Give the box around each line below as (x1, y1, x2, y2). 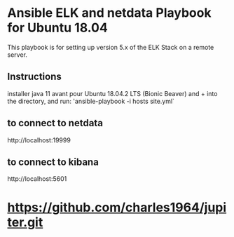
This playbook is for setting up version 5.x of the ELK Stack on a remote (7, 43, 214, 51)
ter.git (7, 214, 43, 230)
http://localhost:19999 (7, 135, 71, 144)
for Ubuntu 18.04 (7, 20, 109, 36)
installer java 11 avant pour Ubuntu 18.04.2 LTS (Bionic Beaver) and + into (7, 89, 218, 97)
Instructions (7, 71, 62, 83)
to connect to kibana (7, 156, 99, 168)
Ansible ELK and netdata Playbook (7, 5, 212, 21)
